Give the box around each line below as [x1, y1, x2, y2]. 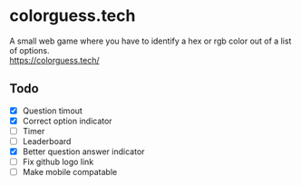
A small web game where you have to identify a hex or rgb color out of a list [9, 35, 292, 46]
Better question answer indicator [22, 146, 145, 157]
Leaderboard [22, 135, 72, 146]
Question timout [22, 105, 83, 116]
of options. [9, 44, 50, 55]
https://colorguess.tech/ [9, 54, 100, 65]
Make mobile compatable [22, 167, 118, 178]
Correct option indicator [22, 115, 112, 126]
